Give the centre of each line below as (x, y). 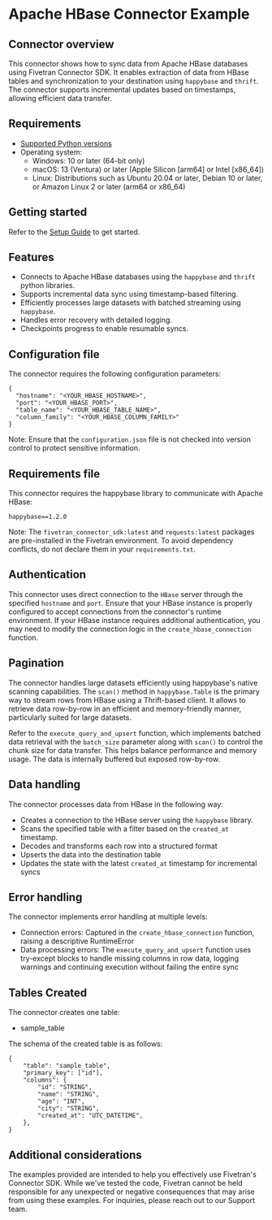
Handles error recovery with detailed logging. (96, 320)
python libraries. (47, 285)
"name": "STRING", (69, 1095)
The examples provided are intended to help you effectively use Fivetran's (133, 1174)
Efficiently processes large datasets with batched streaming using (130, 303)
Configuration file (54, 354)
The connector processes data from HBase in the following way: (116, 804)
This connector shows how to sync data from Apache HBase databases (128, 63)
